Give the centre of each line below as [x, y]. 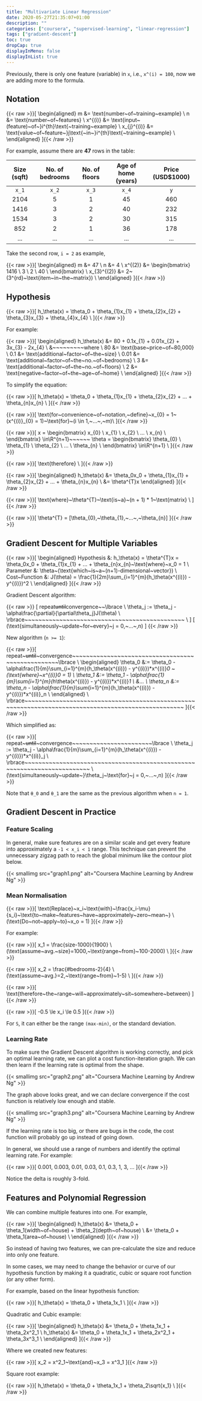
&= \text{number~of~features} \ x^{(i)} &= [58, 120]
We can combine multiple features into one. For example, [77, 1212]
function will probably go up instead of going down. [70, 1138]
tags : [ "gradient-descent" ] [41, 34]
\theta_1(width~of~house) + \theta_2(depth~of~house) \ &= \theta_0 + [93, 1230]
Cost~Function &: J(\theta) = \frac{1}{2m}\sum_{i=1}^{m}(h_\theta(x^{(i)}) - [99, 577]
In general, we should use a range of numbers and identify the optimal [93, 1149]
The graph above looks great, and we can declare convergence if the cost [98, 1095]
